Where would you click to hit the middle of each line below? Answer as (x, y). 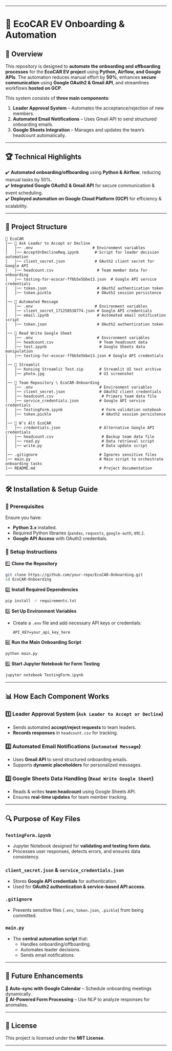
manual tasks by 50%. (29, 179)
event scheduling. (24, 193)
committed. (25, 915)
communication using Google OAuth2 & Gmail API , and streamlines (77, 82)
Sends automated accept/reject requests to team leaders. (74, 727)
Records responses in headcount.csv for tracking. (65, 732)
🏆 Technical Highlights (44, 157)
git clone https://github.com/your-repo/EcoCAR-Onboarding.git (74, 575)
